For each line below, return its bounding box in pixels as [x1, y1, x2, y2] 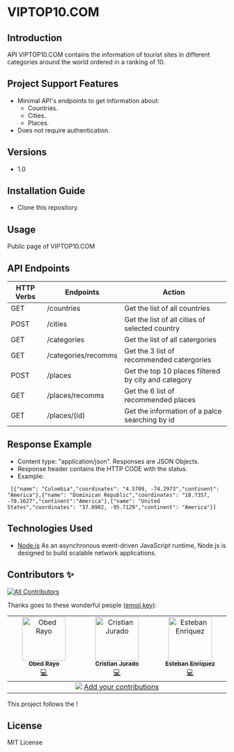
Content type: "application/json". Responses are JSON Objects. [17, 457, 200, 466]
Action [162, 287, 185, 297]
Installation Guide [7, 185, 86, 197]
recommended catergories [124, 355, 212, 365]
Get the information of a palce [124, 406, 222, 416]
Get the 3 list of [124, 346, 175, 356]
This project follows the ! [7, 700, 78, 708]
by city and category [124, 375, 192, 385]
